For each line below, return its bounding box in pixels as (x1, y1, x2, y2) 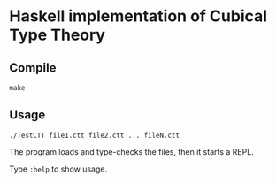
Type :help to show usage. (9, 164, 108, 174)
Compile (9, 60, 57, 75)
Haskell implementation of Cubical (9, 6, 268, 27)
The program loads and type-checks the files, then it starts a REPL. (9, 146, 254, 156)
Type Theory (9, 25, 106, 45)
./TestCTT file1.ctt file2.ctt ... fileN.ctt (9, 131, 180, 140)
